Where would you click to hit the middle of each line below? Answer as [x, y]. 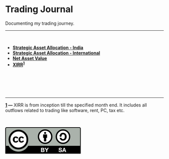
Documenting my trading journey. [40, 23]
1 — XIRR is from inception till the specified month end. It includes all [76, 105]
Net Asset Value [30, 58]
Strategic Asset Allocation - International [56, 53]
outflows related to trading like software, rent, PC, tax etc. [65, 110]
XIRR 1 [19, 64]
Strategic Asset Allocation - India [48, 47]
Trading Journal [39, 9]
